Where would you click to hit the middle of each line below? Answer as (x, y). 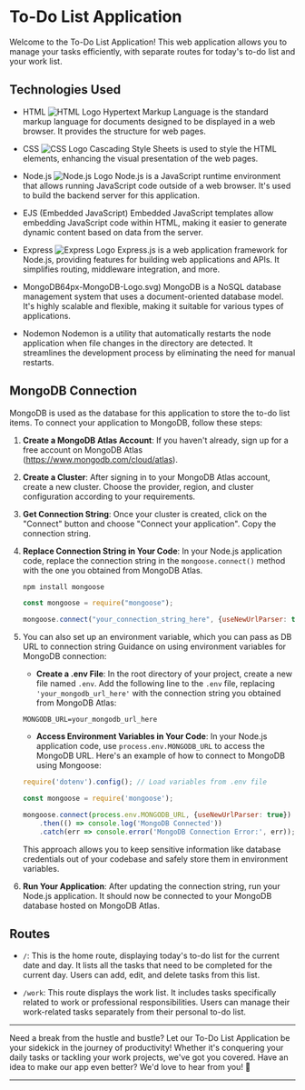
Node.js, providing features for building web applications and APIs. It (151, 259)
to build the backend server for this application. (111, 195)
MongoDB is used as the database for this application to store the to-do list (150, 413)
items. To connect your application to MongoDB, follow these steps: (136, 422)
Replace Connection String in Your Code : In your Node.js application (152, 551)
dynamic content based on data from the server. (113, 232)
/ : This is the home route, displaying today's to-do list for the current (151, 955)
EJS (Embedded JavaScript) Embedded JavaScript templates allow (148, 213)
